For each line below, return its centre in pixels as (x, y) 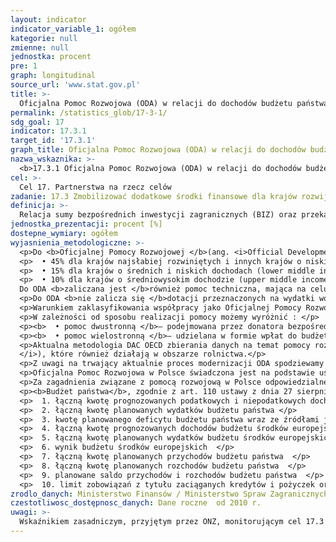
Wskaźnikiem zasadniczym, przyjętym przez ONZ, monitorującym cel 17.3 (172, 522)
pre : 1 (24, 66)
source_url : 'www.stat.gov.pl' (75, 85)
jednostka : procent (51, 57)
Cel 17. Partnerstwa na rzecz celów (95, 187)
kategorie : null (44, 38)
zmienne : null (40, 47)
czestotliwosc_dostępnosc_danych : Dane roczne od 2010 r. (136, 503)
